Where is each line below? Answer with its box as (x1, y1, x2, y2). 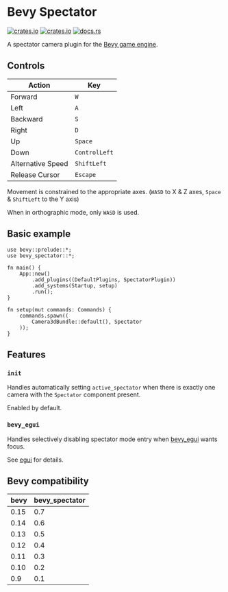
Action (28, 80, 51, 90)
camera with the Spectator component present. (7, 390, 141, 399)
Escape (75, 171, 97, 178)
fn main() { (7, 264, 41, 271)
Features (7, 348, 46, 360)
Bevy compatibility (7, 475, 89, 487)
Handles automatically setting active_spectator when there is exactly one (7, 383, 216, 392)
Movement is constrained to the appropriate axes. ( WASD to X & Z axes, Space (7, 187, 221, 196)
